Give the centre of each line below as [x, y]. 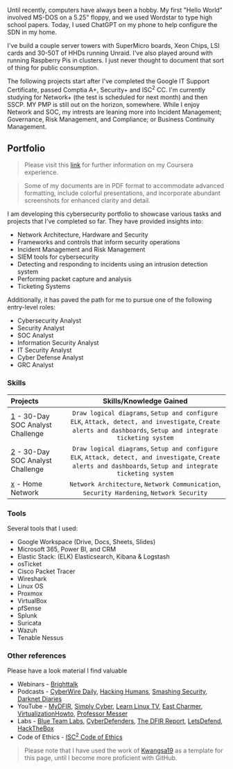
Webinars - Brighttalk [48, 684]
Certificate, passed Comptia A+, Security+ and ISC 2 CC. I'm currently [106, 89]
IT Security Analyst [44, 350]
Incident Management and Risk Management [81, 250]
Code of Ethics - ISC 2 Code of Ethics [70, 736]
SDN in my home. [32, 32]
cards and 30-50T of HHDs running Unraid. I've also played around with [110, 53]
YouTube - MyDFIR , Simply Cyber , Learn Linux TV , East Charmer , [110, 707]
